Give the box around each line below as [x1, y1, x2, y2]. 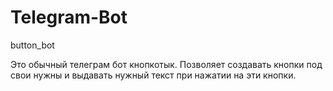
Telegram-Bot [10, 6, 128, 29]
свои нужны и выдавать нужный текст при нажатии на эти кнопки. [10, 69, 297, 81]
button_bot [10, 39, 55, 51]
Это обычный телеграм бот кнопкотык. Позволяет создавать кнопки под [10, 58, 323, 70]
